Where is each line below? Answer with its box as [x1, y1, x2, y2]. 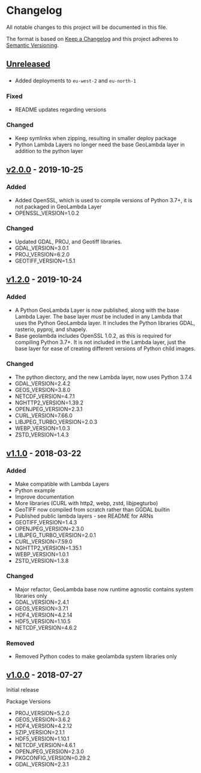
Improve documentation [14, 493, 74, 500]
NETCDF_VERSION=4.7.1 [14, 393, 75, 400]
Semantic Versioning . [6, 42, 59, 49]
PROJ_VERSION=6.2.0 [14, 250, 70, 258]
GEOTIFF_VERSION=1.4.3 [14, 518, 77, 526]
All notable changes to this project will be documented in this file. [6, 23, 168, 31]
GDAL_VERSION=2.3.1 [14, 760, 69, 768]
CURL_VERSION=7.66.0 [14, 412, 73, 419]
